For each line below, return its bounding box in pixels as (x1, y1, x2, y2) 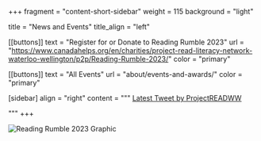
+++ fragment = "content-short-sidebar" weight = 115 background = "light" (8, 7, 254, 16)
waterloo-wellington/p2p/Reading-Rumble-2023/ (8, 55, 169, 63)
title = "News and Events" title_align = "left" (8, 22, 151, 31)
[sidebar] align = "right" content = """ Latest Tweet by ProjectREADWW (8, 93, 242, 102)
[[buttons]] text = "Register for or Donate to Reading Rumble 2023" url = (8, 37, 244, 47)
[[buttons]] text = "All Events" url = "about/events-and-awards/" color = (8, 70, 243, 78)
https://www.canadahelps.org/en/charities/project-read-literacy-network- (11, 46, 253, 55)
